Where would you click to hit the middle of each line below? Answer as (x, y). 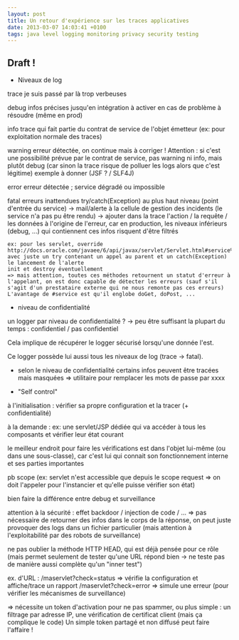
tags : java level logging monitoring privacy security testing (103, 34)
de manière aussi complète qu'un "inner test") (75, 564)
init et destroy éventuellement (55, 269)
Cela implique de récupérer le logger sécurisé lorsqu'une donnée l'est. (111, 342)
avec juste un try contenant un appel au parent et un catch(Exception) (117, 257)
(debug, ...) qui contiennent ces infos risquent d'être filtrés (93, 231)
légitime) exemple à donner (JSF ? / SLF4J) (71, 173)
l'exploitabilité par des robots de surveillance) (74, 535)
